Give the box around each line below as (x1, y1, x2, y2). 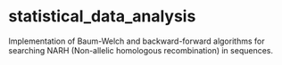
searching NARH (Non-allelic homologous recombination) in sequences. (8, 45, 274, 55)
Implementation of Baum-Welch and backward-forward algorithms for (8, 36, 265, 46)
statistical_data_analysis (8, 6, 196, 27)
